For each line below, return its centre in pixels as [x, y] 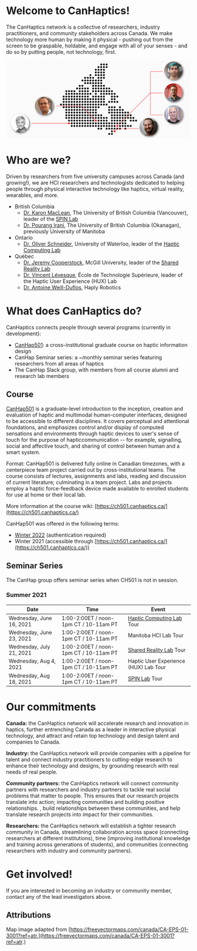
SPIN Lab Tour [145, 679]
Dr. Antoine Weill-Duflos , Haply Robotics [72, 287]
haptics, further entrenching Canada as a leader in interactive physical [91, 730]
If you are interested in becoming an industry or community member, [89, 890]
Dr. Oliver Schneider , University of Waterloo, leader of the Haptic [101, 244]
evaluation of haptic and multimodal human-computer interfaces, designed [96, 415]
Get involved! [39, 875]
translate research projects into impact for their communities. [80, 814]
